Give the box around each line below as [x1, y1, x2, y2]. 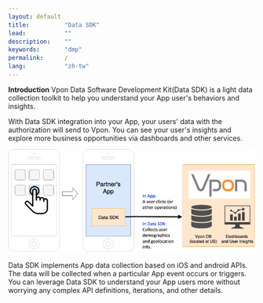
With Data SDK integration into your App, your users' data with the [8, 116, 222, 126]
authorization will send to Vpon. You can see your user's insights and [8, 125, 232, 134]
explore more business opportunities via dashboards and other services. [8, 133, 243, 143]
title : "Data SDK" [8, 20, 100, 29]
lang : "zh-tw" [8, 63, 89, 71]
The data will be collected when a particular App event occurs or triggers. [8, 268, 247, 278]
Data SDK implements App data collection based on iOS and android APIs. [8, 260, 248, 270]
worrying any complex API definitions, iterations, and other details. [8, 285, 224, 294]
